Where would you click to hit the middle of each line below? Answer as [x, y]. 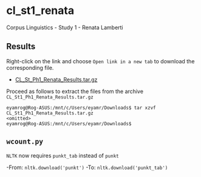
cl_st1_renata [40, 11]
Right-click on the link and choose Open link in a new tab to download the [101, 61]
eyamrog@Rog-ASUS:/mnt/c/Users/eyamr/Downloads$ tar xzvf [81, 108]
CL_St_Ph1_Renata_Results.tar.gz [56, 79]
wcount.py [25, 142]
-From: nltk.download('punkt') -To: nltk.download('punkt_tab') [87, 167]
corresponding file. [30, 68]
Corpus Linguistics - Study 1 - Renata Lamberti [65, 27]
